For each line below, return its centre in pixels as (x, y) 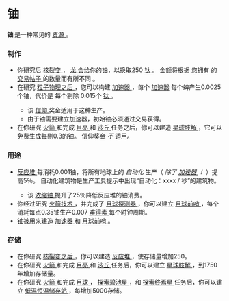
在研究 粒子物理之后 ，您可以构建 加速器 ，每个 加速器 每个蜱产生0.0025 (119, 87)
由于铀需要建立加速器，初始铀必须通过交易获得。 (96, 119)
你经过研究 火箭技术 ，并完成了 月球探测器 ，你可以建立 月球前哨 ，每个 (118, 204)
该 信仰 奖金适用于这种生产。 (68, 110)
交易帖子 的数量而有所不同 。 (58, 79)
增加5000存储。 (103, 290)
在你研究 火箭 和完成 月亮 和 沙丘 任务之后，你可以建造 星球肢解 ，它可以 (120, 128)
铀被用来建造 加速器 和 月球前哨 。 (65, 221)
